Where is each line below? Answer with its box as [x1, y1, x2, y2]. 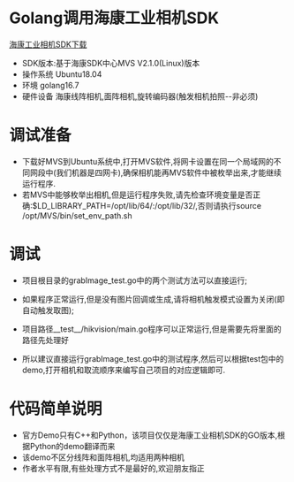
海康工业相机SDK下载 [9, 39, 87, 50]
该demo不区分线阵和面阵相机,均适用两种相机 [21, 452, 185, 463]
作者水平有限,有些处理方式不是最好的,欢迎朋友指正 [21, 463, 205, 473]
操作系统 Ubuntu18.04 [21, 68, 102, 80]
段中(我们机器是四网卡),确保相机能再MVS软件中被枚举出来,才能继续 [37, 167, 283, 178]
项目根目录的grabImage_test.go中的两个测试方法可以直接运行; [21, 275, 247, 286]
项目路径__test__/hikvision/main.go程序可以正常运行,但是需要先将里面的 [21, 324, 282, 334]
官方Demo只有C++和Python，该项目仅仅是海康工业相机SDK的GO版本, [21, 430, 278, 440]
